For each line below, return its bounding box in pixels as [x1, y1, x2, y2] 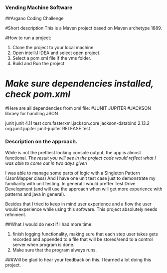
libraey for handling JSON [5, 111, 58, 117]
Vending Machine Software [5, 4, 73, 11]
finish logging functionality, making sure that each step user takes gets [12, 231, 158, 237]
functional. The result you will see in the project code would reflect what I [5, 155, 156, 161]
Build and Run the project [12, 61, 65, 67]
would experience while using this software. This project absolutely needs [5, 206, 158, 212]
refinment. [5, 211, 26, 217]
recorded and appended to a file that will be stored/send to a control [12, 236, 153, 242]
